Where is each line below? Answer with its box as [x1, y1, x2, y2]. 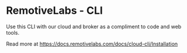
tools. [6, 29, 20, 36]
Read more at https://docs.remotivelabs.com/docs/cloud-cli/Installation [6, 40, 178, 47]
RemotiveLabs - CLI [6, 4, 103, 17]
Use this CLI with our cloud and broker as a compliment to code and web [6, 23, 182, 30]
